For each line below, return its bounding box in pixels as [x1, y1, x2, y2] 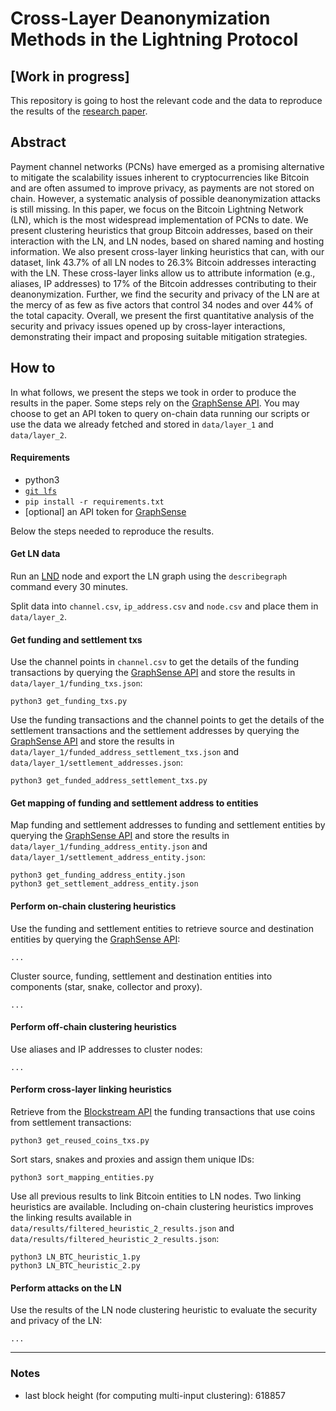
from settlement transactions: [10, 1117, 132, 1129]
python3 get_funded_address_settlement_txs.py [10, 776, 208, 786]
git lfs [24, 486, 57, 496]
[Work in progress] [10, 68, 130, 85]
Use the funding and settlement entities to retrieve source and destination [10, 922, 314, 934]
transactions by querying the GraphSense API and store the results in [10, 667, 296, 679]
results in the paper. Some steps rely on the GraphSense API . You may [10, 397, 300, 409]
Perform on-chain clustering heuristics [10, 900, 177, 912]
